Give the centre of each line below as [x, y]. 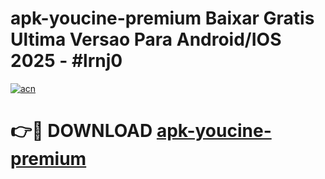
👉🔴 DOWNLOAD [81, 131]
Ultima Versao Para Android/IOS [146, 39]
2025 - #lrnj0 [66, 61]
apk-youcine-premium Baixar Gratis [162, 18]
